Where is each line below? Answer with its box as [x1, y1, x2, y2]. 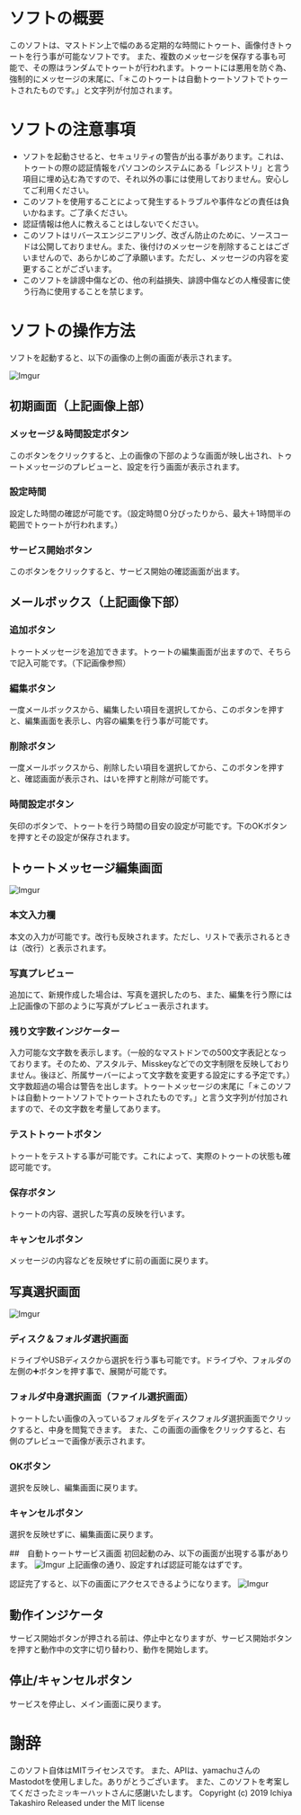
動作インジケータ [9, 1607, 104, 1623]
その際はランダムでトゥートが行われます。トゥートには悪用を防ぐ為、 [32, 62, 292, 73]
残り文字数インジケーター [9, 1025, 120, 1037]
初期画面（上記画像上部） [9, 398, 151, 414]
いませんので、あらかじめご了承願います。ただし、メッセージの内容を [22, 252, 281, 263]
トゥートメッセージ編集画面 [9, 861, 164, 876]
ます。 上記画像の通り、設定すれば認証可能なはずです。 [9, 1560, 247, 1570]
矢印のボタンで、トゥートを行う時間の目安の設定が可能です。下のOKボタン [9, 820, 288, 831]
